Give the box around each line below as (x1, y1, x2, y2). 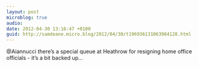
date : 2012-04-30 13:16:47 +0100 (6, 25, 91, 32)
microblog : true (6, 14, 47, 21)
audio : (6, 20, 23, 26)
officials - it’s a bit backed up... (6, 54, 83, 62)
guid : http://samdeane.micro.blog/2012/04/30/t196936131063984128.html (6, 31, 191, 37)
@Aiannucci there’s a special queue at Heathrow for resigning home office (6, 48, 193, 55)
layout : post (6, 8, 39, 15)
